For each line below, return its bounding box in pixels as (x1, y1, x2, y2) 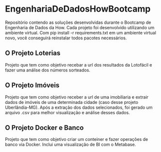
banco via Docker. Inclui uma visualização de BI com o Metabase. (5, 142, 136, 148)
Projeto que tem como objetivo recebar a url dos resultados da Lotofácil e (5, 62, 152, 68)
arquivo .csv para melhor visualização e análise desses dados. (5, 109, 130, 115)
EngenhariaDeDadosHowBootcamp (5, 3, 151, 15)
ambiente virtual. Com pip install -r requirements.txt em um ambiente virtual (5, 30, 157, 35)
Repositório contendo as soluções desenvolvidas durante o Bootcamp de (5, 19, 151, 25)
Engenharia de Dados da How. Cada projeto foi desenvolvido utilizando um (5, 24, 155, 30)
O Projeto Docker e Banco (5, 123, 84, 132)
